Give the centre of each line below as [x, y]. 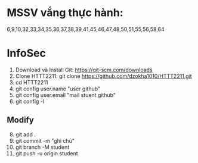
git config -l [30, 101]
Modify [21, 120]
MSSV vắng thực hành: [65, 13]
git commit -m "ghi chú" [45, 140]
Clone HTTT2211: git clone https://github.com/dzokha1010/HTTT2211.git [104, 76]
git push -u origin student [47, 153]
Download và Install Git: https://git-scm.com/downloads [84, 70]
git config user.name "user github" [58, 89]
